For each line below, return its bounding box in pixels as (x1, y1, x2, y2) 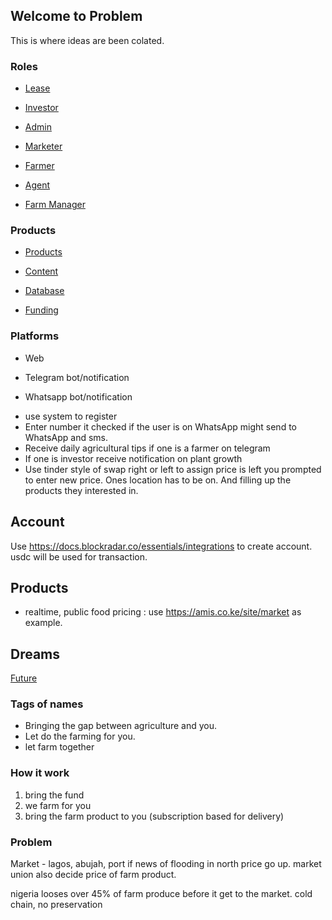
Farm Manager (24, 199, 86, 211)
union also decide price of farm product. (10, 869, 177, 881)
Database (24, 285, 65, 297)
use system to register (24, 410, 118, 422)
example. (24, 617, 63, 629)
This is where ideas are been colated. (10, 34, 165, 46)
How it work (10, 766, 70, 780)
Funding (24, 304, 59, 316)
